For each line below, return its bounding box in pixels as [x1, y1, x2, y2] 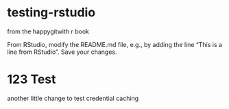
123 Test [7, 72, 56, 87]
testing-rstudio [7, 5, 96, 20]
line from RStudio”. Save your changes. [7, 48, 117, 56]
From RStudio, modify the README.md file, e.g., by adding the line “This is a [7, 40, 223, 48]
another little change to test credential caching [7, 94, 139, 102]
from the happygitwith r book [7, 27, 90, 35]
